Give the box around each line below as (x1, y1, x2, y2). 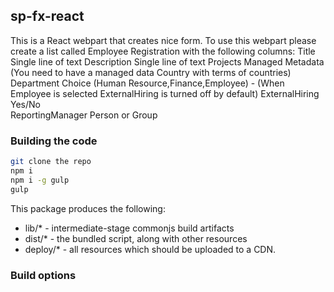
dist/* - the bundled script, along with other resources (24, 232, 248, 244)
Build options (10, 268, 77, 282)
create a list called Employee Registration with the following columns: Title (10, 45, 316, 57)
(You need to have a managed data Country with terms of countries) (10, 66, 292, 78)
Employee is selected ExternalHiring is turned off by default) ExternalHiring (10, 87, 320, 99)
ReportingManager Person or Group (10, 109, 158, 121)
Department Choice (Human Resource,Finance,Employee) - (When (10, 77, 285, 89)
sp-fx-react (10, 8, 85, 25)
